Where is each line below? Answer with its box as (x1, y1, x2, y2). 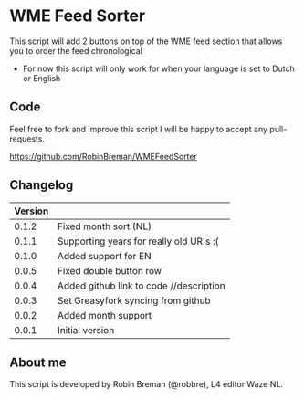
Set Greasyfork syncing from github (58, 294, 212, 307)
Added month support (58, 309, 152, 321)
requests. (9, 133, 46, 144)
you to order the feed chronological (9, 45, 143, 56)
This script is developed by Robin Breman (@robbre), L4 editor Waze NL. (9, 379, 283, 390)
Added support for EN (58, 249, 152, 262)
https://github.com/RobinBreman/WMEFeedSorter (9, 151, 198, 162)
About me (9, 354, 67, 370)
